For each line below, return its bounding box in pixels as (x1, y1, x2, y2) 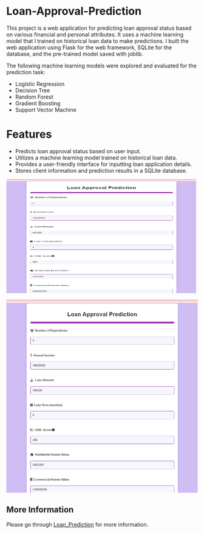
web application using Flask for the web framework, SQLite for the (6, 44, 172, 51)
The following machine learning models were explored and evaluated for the (6, 62, 197, 69)
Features (6, 128, 52, 141)
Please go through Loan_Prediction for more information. (6, 521, 149, 528)
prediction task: (6, 68, 46, 75)
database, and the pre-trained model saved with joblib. (6, 50, 144, 57)
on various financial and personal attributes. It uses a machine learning (6, 30, 184, 38)
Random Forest (15, 93, 53, 100)
